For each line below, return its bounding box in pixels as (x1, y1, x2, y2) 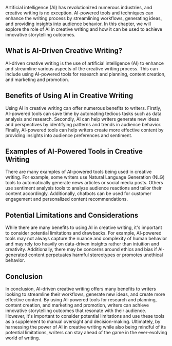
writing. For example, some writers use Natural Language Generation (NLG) (5, 174, 165, 180)
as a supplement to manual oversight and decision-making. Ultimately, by (5, 318, 161, 325)
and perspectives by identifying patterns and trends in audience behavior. (5, 121, 162, 127)
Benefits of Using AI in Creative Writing (5, 91, 133, 100)
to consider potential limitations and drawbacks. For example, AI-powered (5, 230, 162, 236)
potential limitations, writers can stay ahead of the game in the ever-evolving (5, 330, 168, 336)
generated (5, 252, 27, 258)
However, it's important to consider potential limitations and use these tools (5, 313, 165, 319)
